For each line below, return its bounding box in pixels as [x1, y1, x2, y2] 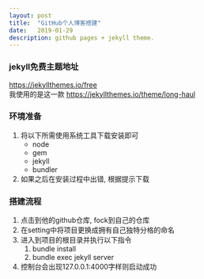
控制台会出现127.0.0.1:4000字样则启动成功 [20, 262, 157, 272]
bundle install [32, 244, 77, 254]
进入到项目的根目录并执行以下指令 [20, 235, 132, 245]
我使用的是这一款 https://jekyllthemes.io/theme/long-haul [9, 89, 196, 99]
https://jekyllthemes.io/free [9, 80, 97, 90]
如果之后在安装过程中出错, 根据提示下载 [20, 174, 149, 183]
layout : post [9, 11, 52, 20]
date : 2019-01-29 [9, 26, 74, 34]
